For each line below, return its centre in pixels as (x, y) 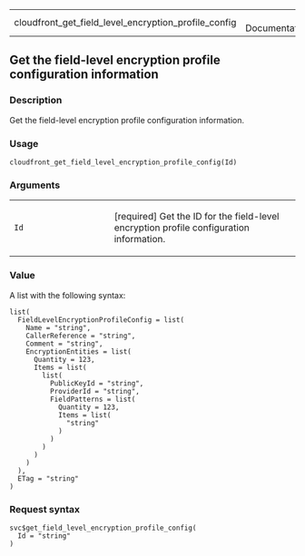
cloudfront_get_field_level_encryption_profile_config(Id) (123, 162)
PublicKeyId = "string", (97, 383)
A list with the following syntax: (68, 295)
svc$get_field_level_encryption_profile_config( (103, 528)
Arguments (35, 185)
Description (36, 101)
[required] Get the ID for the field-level (197, 217)
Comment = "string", (64, 344)
